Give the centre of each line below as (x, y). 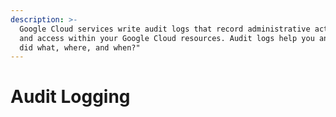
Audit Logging (70, 97)
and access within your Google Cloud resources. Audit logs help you (167, 38)
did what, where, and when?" (80, 47)
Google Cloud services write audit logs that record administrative (165, 29)
